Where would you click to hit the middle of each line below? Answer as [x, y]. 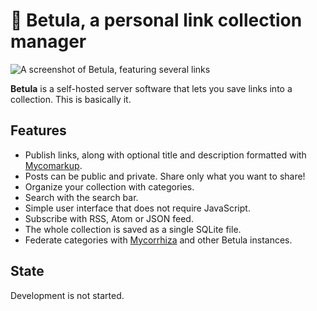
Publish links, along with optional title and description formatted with [165, 155]
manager [48, 41]
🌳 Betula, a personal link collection [156, 20]
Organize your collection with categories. [109, 186]
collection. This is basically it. [71, 99]
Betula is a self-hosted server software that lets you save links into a [151, 88]
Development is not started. [67, 295]
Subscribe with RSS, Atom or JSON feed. [109, 218]
